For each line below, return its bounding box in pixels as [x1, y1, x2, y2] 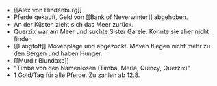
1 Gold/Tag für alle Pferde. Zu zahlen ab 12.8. [13, 71, 140, 79]
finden [13, 35, 32, 43]
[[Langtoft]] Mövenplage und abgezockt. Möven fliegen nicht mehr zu [13, 42, 211, 50]
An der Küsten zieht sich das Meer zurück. [13, 20, 134, 28]
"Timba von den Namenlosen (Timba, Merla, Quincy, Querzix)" [13, 64, 190, 72]
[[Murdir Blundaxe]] [13, 57, 70, 64]
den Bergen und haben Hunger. [13, 49, 103, 57]
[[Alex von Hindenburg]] [13, 6, 82, 14]
